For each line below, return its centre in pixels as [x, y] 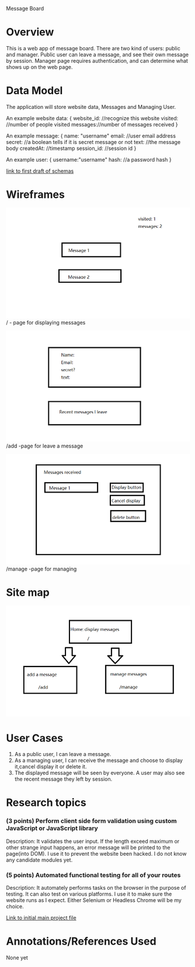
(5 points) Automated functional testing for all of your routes [93, 875]
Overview [30, 32]
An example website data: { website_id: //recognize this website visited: [92, 118]
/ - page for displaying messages [46, 323]
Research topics [46, 803]
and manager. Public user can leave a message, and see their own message [97, 54]
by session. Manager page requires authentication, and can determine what [97, 60]
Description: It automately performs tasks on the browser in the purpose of [96, 888]
